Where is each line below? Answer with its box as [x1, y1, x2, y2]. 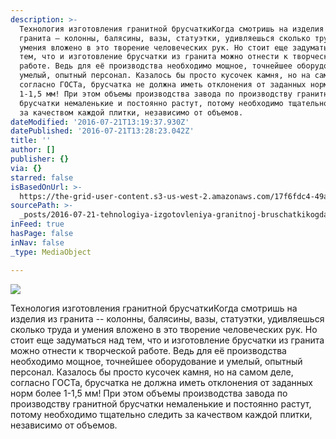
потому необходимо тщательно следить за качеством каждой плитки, [10, 408, 313, 420]
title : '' [10, 136, 52, 146]
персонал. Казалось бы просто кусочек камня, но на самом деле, [10, 366, 294, 378]
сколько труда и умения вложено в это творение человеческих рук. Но [10, 323, 318, 335]
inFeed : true [10, 219, 65, 230]
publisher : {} [10, 154, 70, 164]
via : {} [10, 163, 43, 173]
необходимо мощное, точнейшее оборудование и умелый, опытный [10, 355, 303, 367]
